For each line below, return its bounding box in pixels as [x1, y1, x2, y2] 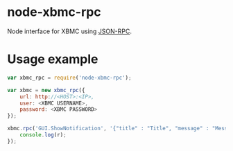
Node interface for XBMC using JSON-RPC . [7, 27, 132, 35]
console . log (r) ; [19, 132, 67, 139]
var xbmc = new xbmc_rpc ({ [7, 87, 85, 94]
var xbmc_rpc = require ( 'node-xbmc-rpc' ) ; [7, 74, 132, 81]
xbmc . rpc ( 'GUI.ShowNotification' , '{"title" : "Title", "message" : [7, 125, 209, 132]
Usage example [7, 51, 98, 67]
